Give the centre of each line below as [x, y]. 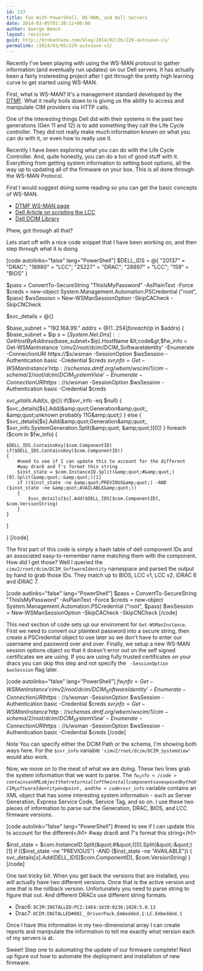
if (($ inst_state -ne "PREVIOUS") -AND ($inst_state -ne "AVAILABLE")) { [103, 851]
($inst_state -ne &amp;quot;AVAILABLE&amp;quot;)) [72, 488]
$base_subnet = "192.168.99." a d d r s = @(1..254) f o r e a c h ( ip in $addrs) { [95, 328]
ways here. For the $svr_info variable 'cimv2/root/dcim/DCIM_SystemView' [99, 751]
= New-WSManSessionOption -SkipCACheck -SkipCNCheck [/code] [92, 613]
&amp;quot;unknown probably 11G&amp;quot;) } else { [74, 415]
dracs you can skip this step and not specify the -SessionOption [87, 663]
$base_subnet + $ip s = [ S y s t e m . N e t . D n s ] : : [63, 334]
